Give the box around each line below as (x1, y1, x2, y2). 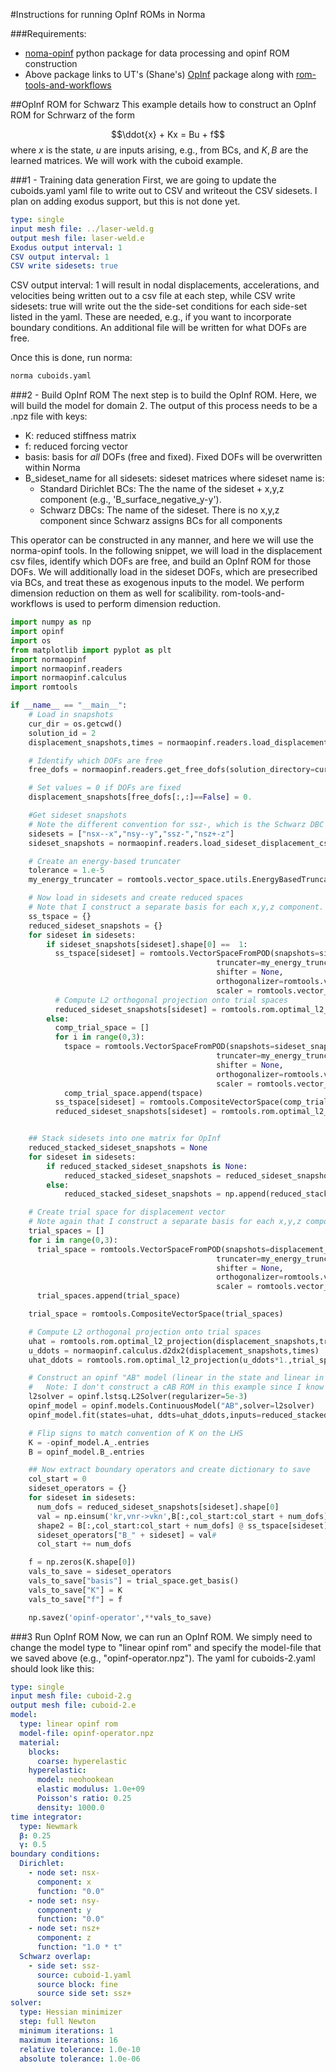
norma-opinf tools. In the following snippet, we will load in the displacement (10, 545, 323, 557)
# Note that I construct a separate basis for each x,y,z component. (28, 902, 325, 912)
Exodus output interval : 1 (10, 242, 123, 253)
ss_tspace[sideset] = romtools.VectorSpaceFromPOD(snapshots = (54, 949, 320, 959)
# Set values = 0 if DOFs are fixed (28, 783, 182, 793)
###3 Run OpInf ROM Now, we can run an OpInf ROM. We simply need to (10, 1630, 313, 1643)
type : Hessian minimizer (19, 2007, 123, 2018)
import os (10, 635, 52, 646)
